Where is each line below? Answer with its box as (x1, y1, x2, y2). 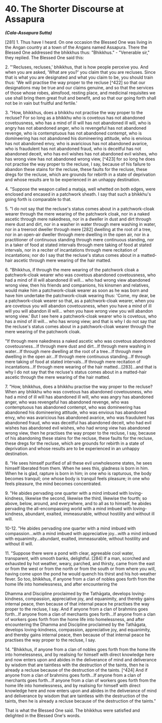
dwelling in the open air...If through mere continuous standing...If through (5, 353, 151, 359)
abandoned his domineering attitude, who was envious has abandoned (5, 409, 147, 415)
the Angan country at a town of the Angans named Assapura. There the (5, 44, 147, 50)
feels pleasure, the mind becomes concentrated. (5, 481, 102, 487)
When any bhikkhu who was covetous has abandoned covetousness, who (5, 388, 153, 394)
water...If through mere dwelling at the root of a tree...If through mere (5, 348, 143, 354)
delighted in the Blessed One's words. (5, 712, 81, 718)
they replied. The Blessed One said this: (5, 54, 85, 60)
